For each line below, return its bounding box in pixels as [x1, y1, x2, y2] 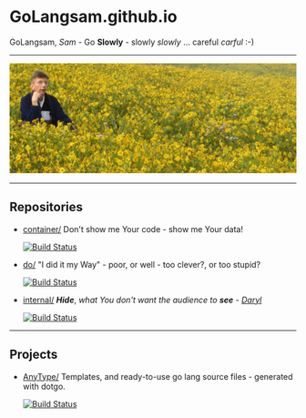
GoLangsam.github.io [9, 6, 178, 27]
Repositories [9, 199, 84, 215]
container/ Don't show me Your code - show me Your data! [22, 223, 244, 234]
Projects [9, 347, 58, 362]
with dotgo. [22, 381, 66, 392]
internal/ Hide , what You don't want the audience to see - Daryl [22, 294, 262, 305]
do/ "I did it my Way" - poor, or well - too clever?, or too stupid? [22, 259, 261, 270]
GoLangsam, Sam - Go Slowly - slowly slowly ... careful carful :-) [9, 36, 255, 47]
